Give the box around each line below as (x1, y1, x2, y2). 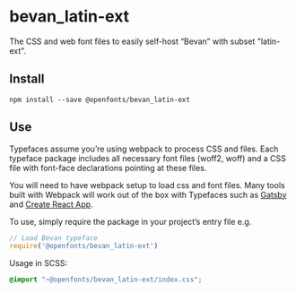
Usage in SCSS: (9, 258, 68, 269)
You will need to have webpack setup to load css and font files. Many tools (9, 179, 285, 190)
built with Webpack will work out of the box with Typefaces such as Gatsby (9, 189, 287, 200)
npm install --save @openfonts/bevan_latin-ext (9, 95, 191, 104)
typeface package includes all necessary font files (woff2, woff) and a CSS (9, 152, 287, 163)
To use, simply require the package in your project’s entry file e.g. (9, 216, 252, 227)
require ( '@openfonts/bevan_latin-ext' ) (9, 242, 159, 251)
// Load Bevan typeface (9, 233, 99, 243)
